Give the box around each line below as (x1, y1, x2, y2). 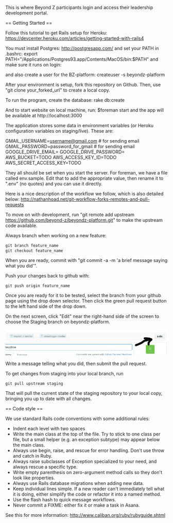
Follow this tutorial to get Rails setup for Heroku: (5, 30, 107, 36)
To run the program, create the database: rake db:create (5, 97, 125, 103)
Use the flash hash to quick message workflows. (12, 497, 116, 503)
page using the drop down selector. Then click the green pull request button (5, 298, 167, 304)
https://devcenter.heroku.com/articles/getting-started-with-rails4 (5, 36, 144, 41)
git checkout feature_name (5, 248, 63, 253)
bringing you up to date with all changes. (5, 396, 92, 402)
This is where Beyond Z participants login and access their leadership (5, 5, 153, 10)
